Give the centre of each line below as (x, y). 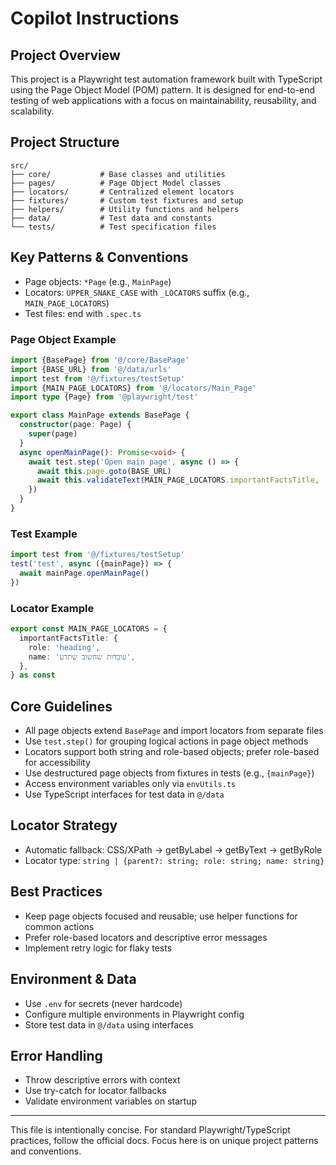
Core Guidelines (61, 706)
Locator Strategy (64, 825)
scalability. (32, 111)
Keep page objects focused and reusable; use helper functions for (161, 916)
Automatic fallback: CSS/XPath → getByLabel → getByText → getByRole (173, 849)
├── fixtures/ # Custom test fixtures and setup (127, 200)
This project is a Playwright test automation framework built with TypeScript (166, 79)
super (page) (53, 434)
